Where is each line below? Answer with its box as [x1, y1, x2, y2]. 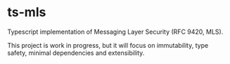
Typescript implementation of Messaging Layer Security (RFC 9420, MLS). [7, 27, 224, 36]
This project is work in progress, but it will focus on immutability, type [7, 41, 209, 49]
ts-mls [7, 4, 46, 20]
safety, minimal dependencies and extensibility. [7, 49, 145, 57]
